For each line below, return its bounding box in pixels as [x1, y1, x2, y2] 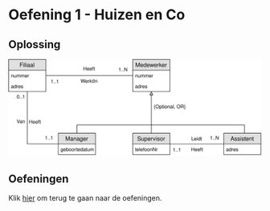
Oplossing [8, 38, 61, 51]
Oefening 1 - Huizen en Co [8, 6, 186, 24]
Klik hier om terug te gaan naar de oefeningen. [8, 193, 162, 203]
